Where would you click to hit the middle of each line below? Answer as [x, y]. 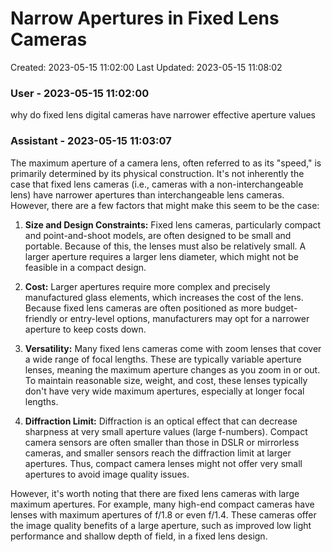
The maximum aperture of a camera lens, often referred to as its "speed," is [166, 163]
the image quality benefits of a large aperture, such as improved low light [161, 525]
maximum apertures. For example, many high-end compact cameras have [162, 504]
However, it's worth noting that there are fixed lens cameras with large [155, 493]
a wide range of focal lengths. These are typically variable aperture [163, 359]
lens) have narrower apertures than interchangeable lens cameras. [147, 194]
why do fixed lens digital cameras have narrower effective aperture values [163, 115]
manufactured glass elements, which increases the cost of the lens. [164, 297]
